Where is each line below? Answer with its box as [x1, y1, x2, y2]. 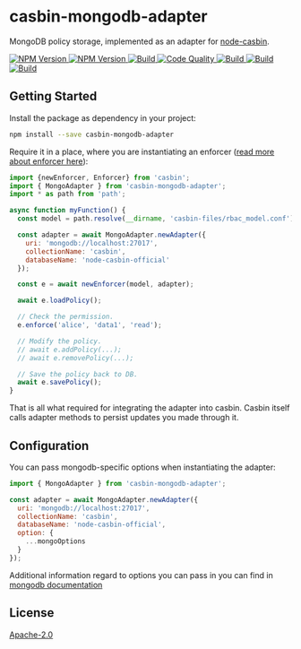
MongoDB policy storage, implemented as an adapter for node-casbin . [9, 36, 271, 47]
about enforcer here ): [9, 155, 89, 167]
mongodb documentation [9, 579, 103, 590]
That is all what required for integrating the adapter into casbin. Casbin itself [9, 402, 290, 413]
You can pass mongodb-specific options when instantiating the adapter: [9, 462, 276, 472]
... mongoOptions [25, 537, 87, 546]
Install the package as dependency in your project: [9, 112, 197, 123]
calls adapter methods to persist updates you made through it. [9, 412, 239, 423]
